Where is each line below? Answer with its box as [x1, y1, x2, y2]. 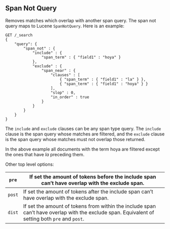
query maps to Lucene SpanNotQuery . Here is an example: [5, 23, 124, 29]
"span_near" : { [41, 68, 76, 73]
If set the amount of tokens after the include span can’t [23, 188, 153, 195]
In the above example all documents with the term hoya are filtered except [5, 146, 160, 152]
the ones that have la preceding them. [5, 151, 84, 157]
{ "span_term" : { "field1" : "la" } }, [59, 77, 146, 82]
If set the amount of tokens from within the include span [23, 202, 156, 209]
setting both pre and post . [23, 215, 84, 222]
